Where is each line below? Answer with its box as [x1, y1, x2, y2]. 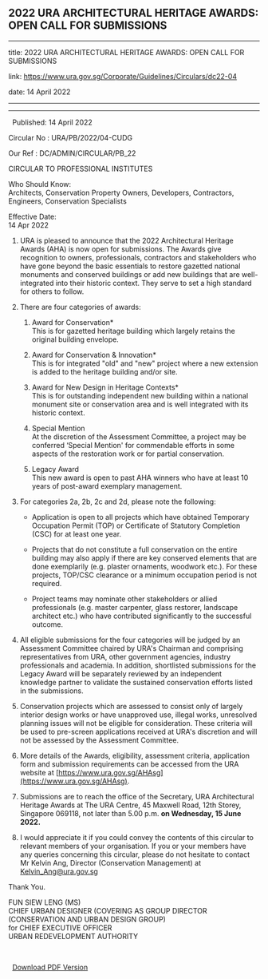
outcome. [31, 619, 64, 629]
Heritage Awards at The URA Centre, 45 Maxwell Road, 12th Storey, [19, 800, 242, 810]
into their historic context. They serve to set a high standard [55, 278, 253, 287]
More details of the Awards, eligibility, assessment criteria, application [19, 751, 250, 760]
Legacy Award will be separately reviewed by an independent [19, 668, 222, 678]
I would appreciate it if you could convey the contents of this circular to [19, 832, 254, 842]
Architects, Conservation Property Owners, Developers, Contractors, [8, 188, 235, 197]
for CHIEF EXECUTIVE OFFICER [8, 922, 112, 933]
